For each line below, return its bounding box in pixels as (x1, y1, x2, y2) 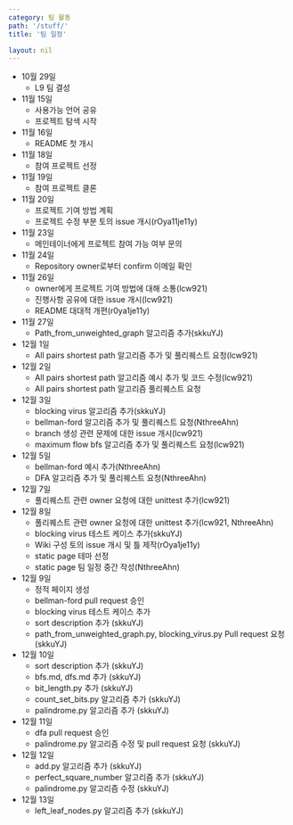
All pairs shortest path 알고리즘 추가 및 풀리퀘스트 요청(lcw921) (34, 350, 258, 361)
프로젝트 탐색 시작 (34, 116, 97, 127)
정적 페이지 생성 (34, 584, 90, 595)
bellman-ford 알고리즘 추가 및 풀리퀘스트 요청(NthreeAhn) (34, 417, 240, 428)
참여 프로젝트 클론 (34, 183, 97, 194)
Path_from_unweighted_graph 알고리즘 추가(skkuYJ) (34, 327, 224, 339)
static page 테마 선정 (34, 550, 110, 562)
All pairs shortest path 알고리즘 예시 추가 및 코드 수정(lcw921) (34, 372, 253, 384)
